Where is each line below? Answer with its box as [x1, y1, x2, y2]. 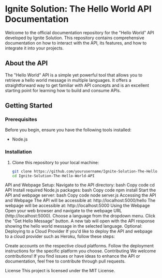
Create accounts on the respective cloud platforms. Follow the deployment [5, 243, 154, 249]
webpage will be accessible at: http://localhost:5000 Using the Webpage [5, 202, 150, 209]
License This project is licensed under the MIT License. [5, 268, 115, 274]
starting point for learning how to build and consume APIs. [5, 87, 121, 93]
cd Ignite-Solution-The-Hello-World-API [12, 173, 95, 178]
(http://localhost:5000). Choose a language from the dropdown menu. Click [5, 213, 156, 219]
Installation [5, 149, 32, 155]
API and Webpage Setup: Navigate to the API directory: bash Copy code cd [5, 182, 155, 188]
